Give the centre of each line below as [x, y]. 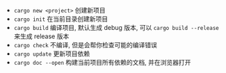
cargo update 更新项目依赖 [52, 54]
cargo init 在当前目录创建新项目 [61, 19]
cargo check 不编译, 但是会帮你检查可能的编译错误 [86, 45]
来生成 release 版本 [41, 36]
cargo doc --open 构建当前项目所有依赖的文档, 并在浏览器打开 [102, 62]
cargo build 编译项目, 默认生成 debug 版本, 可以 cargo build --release [116, 27]
